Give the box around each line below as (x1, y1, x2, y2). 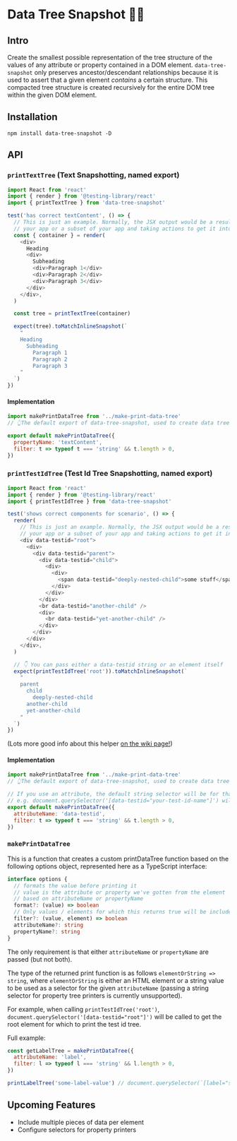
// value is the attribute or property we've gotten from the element (13, 889, 226, 896)
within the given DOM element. (7, 91, 97, 99)
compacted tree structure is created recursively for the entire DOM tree (7, 83, 215, 91)
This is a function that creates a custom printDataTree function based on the (7, 854, 229, 863)
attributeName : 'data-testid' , (13, 810, 106, 818)
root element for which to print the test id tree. (7, 1020, 142, 1028)
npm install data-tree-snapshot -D (7, 130, 112, 137)
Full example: (7, 1034, 46, 1042)
